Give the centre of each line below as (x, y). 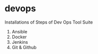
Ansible (20, 31)
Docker (19, 37)
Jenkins (20, 42)
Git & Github (24, 47)
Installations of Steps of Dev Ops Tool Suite (49, 22)
